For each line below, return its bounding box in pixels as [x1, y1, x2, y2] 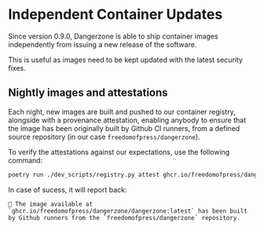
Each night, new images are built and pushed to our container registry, [8, 107, 236, 116]
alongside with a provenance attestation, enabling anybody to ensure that [8, 115, 246, 125]
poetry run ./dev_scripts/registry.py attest [8, 170, 159, 178]
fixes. [8, 63, 26, 72]
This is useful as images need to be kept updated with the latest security [8, 55, 244, 64]
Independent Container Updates [8, 5, 223, 24]
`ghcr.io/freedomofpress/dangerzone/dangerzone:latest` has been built [8, 206, 247, 215]
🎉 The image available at [8, 200, 93, 208]
